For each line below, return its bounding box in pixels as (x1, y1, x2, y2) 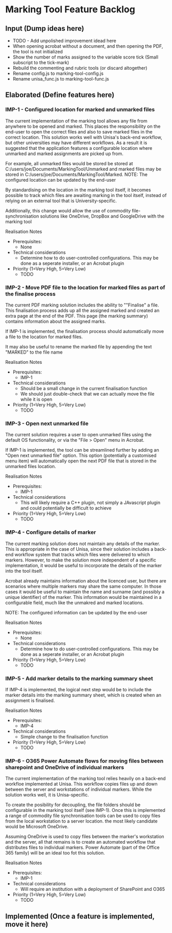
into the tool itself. (5, 568, 44, 574)
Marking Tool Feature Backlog (5, 4, 136, 15)
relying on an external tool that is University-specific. (5, 198, 117, 204)
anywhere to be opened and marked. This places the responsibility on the (5, 123, 161, 129)
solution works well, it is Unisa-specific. (5, 792, 89, 798)
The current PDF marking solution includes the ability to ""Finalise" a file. (5, 302, 159, 308)
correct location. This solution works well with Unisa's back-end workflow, (5, 134, 162, 140)
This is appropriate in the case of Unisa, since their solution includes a (5, 546, 154, 552)
